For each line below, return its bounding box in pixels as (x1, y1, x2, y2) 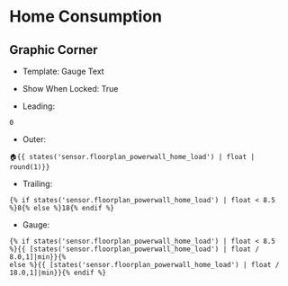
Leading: (22, 101, 56, 112)
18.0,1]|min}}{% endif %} (9, 268, 106, 277)
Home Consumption (9, 6, 163, 27)
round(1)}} (9, 163, 50, 172)
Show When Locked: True (22, 84, 119, 94)
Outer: (22, 134, 47, 145)
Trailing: (22, 178, 53, 189)
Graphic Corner (9, 42, 98, 58)
